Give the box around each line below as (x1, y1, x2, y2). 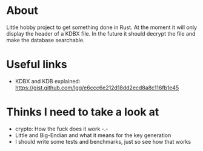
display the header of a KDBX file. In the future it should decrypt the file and (6, 30, 196, 37)
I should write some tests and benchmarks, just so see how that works (15, 138, 191, 145)
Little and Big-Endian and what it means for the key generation (15, 131, 171, 139)
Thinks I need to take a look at (6, 105, 159, 119)
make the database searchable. (6, 36, 85, 43)
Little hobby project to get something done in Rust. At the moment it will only (6, 24, 198, 31)
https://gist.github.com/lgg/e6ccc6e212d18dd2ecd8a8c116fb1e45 (15, 84, 179, 91)
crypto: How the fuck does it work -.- (15, 125, 108, 132)
